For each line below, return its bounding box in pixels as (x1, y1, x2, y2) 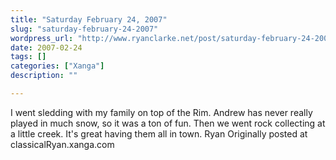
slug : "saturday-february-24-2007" (10, 24, 159, 34)
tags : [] (10, 52, 47, 62)
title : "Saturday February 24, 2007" (10, 14, 168, 25)
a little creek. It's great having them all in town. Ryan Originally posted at (10, 127, 308, 140)
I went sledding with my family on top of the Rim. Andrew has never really (10, 106, 313, 118)
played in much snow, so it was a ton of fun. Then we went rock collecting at (10, 117, 326, 129)
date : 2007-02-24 (10, 42, 83, 53)
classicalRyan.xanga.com (10, 138, 115, 150)
